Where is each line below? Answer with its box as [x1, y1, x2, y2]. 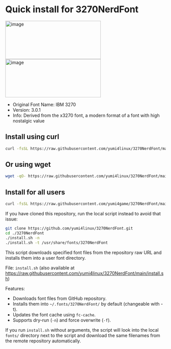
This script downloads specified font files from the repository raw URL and [5, 249, 162, 256]
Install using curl [5, 133, 60, 141]
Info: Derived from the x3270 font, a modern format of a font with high [12, 112, 160, 118]
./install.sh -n [5, 235, 40, 240]
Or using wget [5, 160, 51, 169]
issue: [5, 216, 18, 222]
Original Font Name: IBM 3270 [12, 101, 76, 108]
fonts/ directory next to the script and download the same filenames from [5, 332, 160, 338]
